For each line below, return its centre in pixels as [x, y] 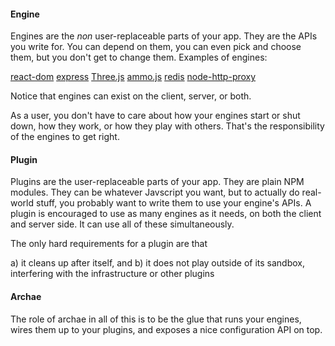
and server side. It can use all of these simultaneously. [122, 224]
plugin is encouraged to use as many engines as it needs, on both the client [166, 214]
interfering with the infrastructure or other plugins [112, 274]
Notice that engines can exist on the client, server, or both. [131, 96]
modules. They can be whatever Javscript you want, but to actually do [155, 192]
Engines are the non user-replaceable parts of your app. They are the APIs [164, 36]
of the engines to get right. [65, 137]
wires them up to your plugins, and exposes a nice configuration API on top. [166, 329]
